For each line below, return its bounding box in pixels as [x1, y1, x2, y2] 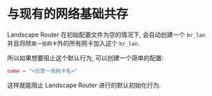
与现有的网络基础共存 [7, 6, 129, 22]
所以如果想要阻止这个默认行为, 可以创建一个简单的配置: [7, 53, 164, 62]
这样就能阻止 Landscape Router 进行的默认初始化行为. [7, 81, 161, 89]
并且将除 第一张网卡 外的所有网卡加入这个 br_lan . [7, 39, 140, 47]
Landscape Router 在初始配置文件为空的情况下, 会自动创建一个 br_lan [7, 30, 206, 39]
